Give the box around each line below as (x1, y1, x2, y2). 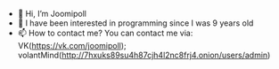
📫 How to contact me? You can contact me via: (17, 27, 193, 38)
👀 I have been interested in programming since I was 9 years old (17, 18, 254, 28)
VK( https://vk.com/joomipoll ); (17, 41, 127, 50)
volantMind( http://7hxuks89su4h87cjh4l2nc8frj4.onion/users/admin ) (17, 50, 271, 60)
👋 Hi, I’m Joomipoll (17, 9, 87, 19)
